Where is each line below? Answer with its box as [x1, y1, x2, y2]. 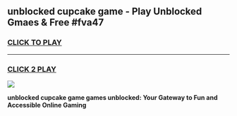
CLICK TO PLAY [7, 38, 62, 48]
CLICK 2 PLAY [7, 64, 56, 74]
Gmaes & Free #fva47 [7, 17, 104, 29]
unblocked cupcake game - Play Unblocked [7, 6, 202, 18]
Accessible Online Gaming [7, 101, 87, 109]
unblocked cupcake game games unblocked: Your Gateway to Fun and [7, 93, 218, 101]
